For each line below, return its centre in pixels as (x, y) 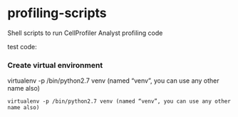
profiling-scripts (57, 13)
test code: (22, 46)
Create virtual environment (55, 65)
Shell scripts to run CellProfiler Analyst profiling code (85, 33)
